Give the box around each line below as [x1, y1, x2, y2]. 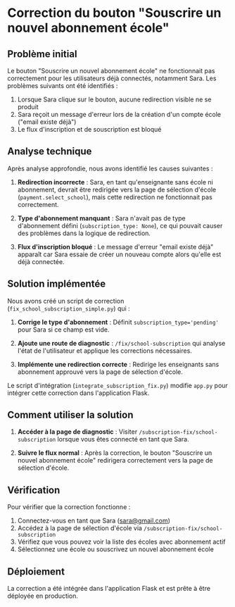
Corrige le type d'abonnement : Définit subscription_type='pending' [17, 318, 220, 326]
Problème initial [7, 48, 77, 60]
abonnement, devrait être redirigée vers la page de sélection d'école [17, 185, 217, 194]
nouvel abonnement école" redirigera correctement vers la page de [17, 456, 213, 465]
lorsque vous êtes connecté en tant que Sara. [57, 435, 189, 444]
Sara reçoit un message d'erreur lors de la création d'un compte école [17, 111, 222, 118]
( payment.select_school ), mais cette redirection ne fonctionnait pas [17, 192, 212, 201]
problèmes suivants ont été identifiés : [7, 82, 118, 89]
